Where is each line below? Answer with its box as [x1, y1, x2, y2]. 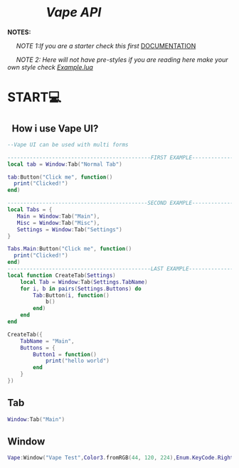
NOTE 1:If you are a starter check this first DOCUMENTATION [16, 41, 196, 50]
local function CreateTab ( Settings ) [7, 272, 116, 279]
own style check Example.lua [7, 63, 94, 71]
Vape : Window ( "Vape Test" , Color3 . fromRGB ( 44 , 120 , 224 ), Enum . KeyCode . [7, 454, 218, 462]
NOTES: [7, 28, 31, 36]
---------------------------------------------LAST [7, 265, 164, 272]
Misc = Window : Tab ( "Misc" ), [16, 219, 100, 226]
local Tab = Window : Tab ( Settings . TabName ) [20, 278, 148, 285]
